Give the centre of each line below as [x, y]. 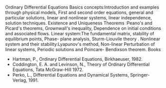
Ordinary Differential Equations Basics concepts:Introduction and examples [82, 7]
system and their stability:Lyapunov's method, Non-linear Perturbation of [80, 44]
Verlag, [20, 80]
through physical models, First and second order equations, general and [79, 12]
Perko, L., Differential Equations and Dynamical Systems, [71, 75]
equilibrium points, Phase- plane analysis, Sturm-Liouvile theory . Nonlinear [83, 39]
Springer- [140, 75]
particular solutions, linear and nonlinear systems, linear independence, [79, 18]
